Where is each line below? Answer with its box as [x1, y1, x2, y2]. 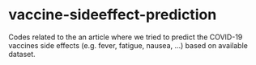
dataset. [8, 49, 36, 59]
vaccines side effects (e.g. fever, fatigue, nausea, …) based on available [8, 40, 249, 50]
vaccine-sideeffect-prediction [8, 6, 217, 24]
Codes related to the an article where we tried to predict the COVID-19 [8, 32, 243, 42]
